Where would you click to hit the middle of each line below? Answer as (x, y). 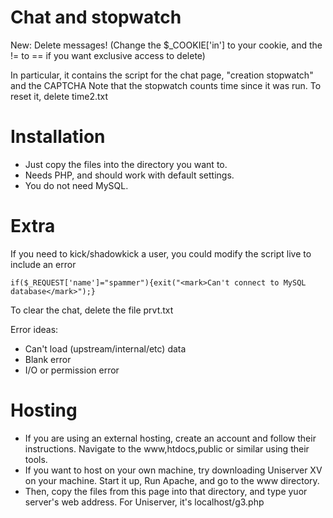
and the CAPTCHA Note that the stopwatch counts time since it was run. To (166, 85)
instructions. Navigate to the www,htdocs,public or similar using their (167, 448)
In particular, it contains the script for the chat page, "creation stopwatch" (162, 75)
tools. (36, 459)
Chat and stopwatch (96, 17)
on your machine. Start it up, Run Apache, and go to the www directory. (172, 480)
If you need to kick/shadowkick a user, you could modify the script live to (161, 253)
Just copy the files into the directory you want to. (126, 164)
